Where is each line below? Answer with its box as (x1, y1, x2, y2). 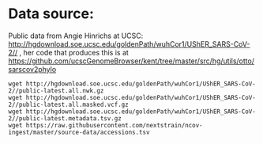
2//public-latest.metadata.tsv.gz (8, 114, 122, 123)
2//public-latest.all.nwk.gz (8, 86, 104, 95)
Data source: (8, 5, 95, 23)
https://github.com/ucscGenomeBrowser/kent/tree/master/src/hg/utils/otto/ (8, 56, 255, 66)
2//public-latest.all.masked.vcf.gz (8, 100, 129, 108)
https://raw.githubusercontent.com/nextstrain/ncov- (25, 121, 203, 129)
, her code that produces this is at (19, 47, 129, 57)
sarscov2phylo (8, 64, 57, 74)
